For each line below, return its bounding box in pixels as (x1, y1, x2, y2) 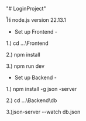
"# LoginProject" (6, 5, 46, 12)
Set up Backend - (14, 74, 57, 81)
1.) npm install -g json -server (6, 86, 77, 92)
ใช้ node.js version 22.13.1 (6, 17, 66, 23)
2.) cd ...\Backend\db (6, 97, 57, 104)
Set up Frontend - (14, 28, 57, 35)
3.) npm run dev (6, 63, 45, 70)
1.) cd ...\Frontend (6, 40, 49, 47)
